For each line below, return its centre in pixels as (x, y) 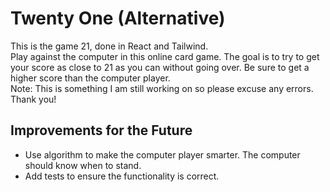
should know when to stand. (83, 165)
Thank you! (33, 99)
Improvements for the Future (101, 130)
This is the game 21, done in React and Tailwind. (109, 46)
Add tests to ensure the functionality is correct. (122, 176)
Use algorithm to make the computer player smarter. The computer (162, 154)
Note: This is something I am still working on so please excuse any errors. (162, 88)
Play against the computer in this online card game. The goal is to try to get (165, 56)
